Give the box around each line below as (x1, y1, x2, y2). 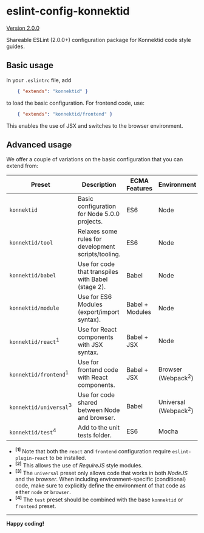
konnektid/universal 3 (9, 402, 72, 411)
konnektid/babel (9, 272, 56, 279)
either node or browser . (15, 489, 71, 496)
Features (126, 184, 153, 193)
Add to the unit (78, 423, 120, 432)
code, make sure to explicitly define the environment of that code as (15, 482, 186, 489)
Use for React (78, 326, 117, 334)
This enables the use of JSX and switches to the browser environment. (6, 122, 183, 129)
